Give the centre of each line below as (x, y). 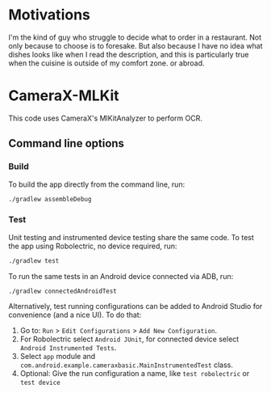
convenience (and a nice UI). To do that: (75, 315)
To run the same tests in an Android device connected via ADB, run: (121, 276)
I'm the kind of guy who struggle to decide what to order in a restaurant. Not (135, 37)
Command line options (67, 144)
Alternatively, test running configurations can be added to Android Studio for (135, 306)
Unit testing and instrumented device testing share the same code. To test (131, 237)
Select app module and (58, 357)
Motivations (49, 15)
